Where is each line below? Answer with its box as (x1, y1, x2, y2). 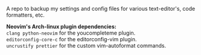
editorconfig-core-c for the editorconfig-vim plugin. (6, 36, 137, 42)
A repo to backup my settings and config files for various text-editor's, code (6, 5, 196, 12)
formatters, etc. (6, 11, 45, 19)
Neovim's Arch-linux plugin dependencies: (6, 23, 116, 30)
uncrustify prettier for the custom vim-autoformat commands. (6, 42, 167, 49)
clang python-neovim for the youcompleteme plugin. (6, 29, 136, 36)
